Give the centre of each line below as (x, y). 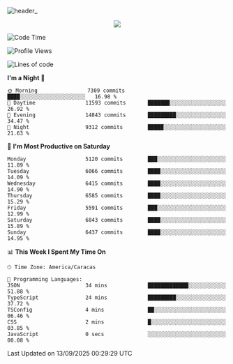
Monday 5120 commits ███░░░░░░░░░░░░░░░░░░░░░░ (117, 159)
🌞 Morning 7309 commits (66, 91)
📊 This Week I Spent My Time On (57, 252)
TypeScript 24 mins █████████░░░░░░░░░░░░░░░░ (117, 298)
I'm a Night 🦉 (26, 78)
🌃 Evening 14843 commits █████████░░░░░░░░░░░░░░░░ (117, 115)
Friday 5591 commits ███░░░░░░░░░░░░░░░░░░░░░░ (117, 208)
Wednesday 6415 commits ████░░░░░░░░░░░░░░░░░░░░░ (117, 183)
